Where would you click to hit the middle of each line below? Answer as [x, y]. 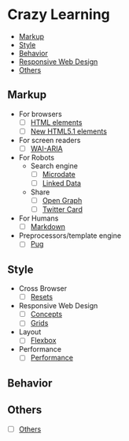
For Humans [39, 218]
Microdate [59, 174]
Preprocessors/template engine [70, 236]
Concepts [46, 315]
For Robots [37, 157]
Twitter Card [63, 209]
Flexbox [43, 341]
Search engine [54, 166]
